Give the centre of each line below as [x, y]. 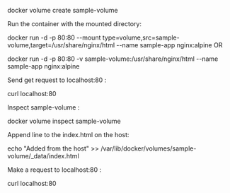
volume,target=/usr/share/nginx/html [61, 45]
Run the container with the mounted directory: [74, 24]
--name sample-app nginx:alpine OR [169, 45]
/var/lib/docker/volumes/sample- [148, 148]
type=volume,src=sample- [141, 37]
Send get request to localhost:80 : [57, 80]
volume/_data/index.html [43, 156]
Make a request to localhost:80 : [54, 170]
